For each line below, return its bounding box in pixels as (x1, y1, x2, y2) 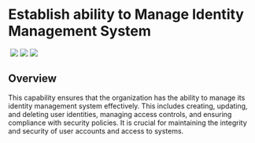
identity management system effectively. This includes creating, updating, (8, 101, 248, 111)
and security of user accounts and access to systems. (8, 126, 184, 135)
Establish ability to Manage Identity (8, 5, 244, 24)
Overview (8, 72, 57, 86)
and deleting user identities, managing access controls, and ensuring (8, 109, 232, 119)
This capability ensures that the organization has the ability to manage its (8, 93, 246, 102)
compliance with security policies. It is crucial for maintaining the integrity (8, 118, 248, 127)
